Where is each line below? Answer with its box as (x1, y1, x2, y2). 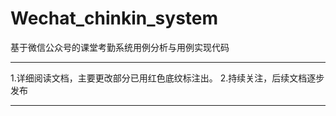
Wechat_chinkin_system (10, 7, 219, 30)
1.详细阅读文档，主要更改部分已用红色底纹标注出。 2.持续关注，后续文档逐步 (10, 72, 325, 84)
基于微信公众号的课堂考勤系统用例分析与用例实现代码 (10, 41, 230, 53)
